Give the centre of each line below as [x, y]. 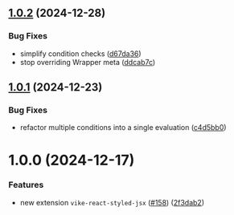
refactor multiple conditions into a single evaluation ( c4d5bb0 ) [123, 128]
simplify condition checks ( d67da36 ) [81, 53]
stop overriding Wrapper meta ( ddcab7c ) [88, 62]
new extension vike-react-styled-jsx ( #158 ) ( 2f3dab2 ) [112, 202]
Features [26, 185]
